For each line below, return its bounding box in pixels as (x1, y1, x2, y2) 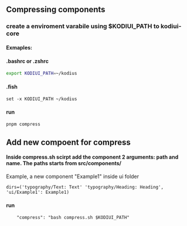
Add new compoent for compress (6, 137, 131, 147)
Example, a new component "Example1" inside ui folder (6, 173, 140, 180)
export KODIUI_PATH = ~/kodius (6, 70, 77, 77)
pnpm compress (6, 121, 41, 128)
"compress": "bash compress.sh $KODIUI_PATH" (16, 215, 130, 221)
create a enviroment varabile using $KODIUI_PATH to (6, 22, 160, 30)
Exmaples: (6, 44, 33, 51)
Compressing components (6, 5, 106, 15)
